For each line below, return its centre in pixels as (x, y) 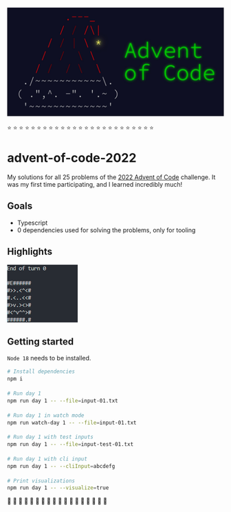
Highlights (30, 252)
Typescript (32, 223)
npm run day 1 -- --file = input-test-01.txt (70, 444)
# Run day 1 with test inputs (51, 437)
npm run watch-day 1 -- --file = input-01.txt (72, 422)
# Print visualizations (41, 481)
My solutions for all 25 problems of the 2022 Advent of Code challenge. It (111, 177)
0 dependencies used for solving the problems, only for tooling (106, 230)
